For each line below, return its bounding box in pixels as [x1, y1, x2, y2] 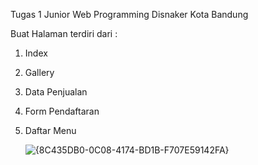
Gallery [24, 67, 55, 78]
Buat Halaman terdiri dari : [10, 28, 118, 39]
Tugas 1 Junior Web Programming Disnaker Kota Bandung [10, 9, 249, 20]
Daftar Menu [24, 125, 77, 136]
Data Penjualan [24, 86, 88, 98]
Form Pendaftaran [24, 105, 100, 117]
